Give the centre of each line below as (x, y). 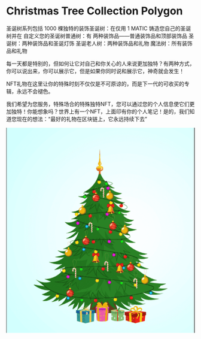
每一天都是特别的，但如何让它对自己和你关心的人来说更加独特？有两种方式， (100, 63)
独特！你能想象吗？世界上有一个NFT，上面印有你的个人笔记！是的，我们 (100, 111)
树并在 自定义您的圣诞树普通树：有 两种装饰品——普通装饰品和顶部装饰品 (97, 36)
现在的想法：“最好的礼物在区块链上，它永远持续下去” (82, 119)
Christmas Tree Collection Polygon (95, 11)
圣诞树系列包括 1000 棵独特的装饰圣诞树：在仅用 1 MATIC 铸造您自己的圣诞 (99, 28)
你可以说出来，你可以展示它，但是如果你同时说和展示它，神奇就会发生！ (95, 71)
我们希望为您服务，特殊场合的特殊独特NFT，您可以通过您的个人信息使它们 (98, 104)
